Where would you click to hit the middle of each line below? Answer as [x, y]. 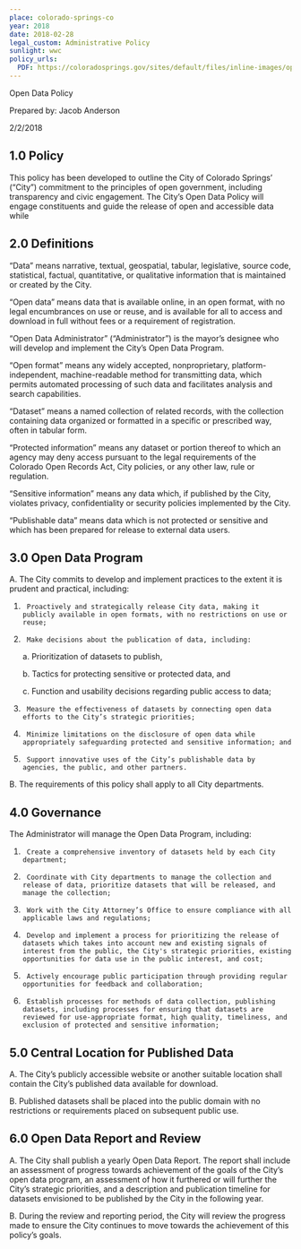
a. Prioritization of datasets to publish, [92, 657]
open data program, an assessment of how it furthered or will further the [143, 1179]
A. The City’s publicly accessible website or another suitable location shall [146, 1074]
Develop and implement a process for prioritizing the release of [153, 936]
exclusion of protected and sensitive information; [120, 1025]
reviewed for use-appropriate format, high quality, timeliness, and [155, 1018]
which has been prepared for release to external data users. [120, 530]
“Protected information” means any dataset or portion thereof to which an [145, 447]
